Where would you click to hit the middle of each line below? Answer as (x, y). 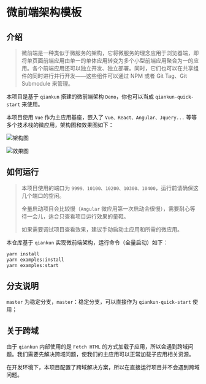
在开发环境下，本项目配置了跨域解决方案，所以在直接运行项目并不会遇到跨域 (103, 367)
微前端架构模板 (44, 13)
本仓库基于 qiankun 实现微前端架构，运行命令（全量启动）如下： (87, 242)
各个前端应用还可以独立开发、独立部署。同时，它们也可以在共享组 (116, 68)
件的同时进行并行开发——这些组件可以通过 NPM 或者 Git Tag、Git (104, 76)
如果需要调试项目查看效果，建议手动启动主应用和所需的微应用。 (102, 229)
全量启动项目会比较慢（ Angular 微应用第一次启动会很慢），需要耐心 (105, 208)
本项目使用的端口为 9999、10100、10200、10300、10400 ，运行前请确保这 (110, 188)
